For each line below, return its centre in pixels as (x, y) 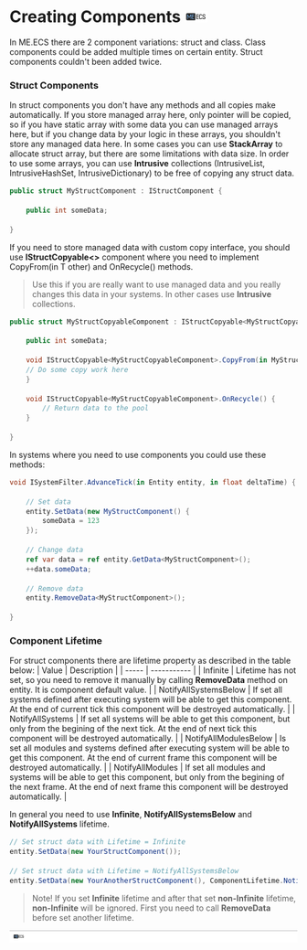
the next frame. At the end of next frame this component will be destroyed (149, 787)
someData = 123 (71, 521)
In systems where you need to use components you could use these (138, 454)
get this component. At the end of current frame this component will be (143, 758)
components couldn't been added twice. (86, 61)
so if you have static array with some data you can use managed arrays (144, 124)
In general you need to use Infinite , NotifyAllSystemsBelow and (131, 815)
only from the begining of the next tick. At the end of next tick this (133, 729)
